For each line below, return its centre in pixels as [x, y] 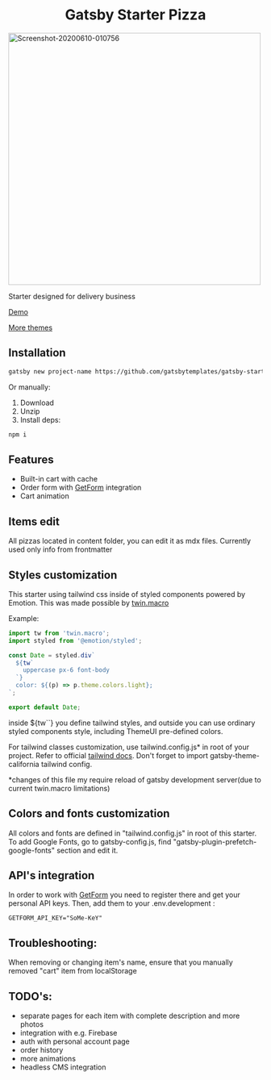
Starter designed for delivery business [72, 296]
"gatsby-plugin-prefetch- [215, 841]
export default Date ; [45, 707]
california [24, 764]
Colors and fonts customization [89, 813]
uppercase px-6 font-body [67, 670]
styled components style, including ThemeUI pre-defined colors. [116, 731]
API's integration [52, 876]
